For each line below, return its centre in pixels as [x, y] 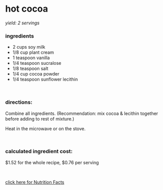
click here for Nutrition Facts [35, 182]
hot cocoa [27, 9]
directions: [19, 102]
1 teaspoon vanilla [31, 58]
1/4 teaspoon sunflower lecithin [45, 80]
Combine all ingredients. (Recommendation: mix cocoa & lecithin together [82, 113]
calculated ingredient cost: [39, 151]
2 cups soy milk [29, 47]
